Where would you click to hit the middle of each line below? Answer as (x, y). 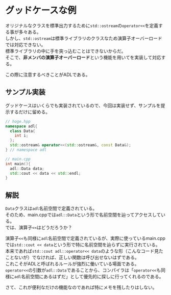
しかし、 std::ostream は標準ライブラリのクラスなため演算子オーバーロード (84, 38)
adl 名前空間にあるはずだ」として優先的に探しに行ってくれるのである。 (89, 277)
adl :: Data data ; (27, 169)
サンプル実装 (26, 92)
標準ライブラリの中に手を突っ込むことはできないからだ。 (66, 51)
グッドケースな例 (41, 10)
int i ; (21, 136)
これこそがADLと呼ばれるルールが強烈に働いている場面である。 (72, 264)
